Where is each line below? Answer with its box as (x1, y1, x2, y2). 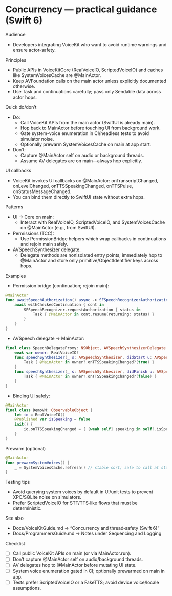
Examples (5, 273, 26, 279)
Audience (5, 31, 26, 37)
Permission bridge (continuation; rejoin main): (12, 282, 109, 289)
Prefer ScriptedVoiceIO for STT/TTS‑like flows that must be (12, 499, 138, 506)
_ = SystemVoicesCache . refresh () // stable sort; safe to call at (14, 465, 159, 470)
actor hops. (12, 94, 37, 100)
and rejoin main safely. (20, 241, 68, 247)
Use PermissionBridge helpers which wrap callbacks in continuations (20, 235, 166, 242)
